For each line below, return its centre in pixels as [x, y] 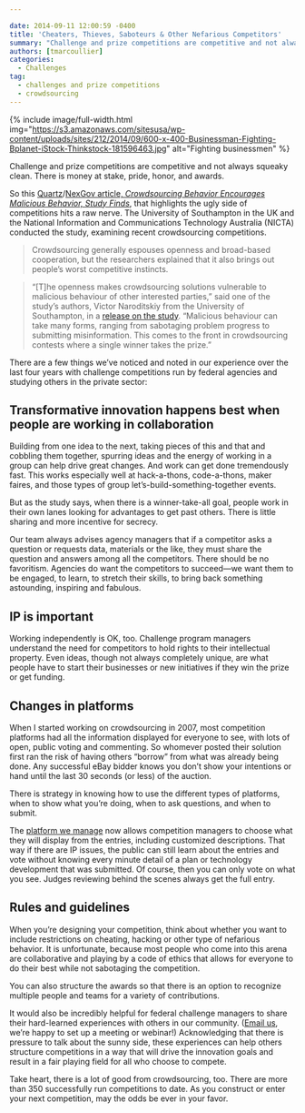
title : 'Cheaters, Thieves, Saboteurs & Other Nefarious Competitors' [146, 34]
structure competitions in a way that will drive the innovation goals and [142, 1051]
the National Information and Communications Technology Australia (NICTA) [152, 222]
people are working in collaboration [112, 425]
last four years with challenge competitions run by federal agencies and [143, 372]
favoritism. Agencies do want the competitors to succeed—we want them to [152, 569]
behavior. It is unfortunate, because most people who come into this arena [148, 948]
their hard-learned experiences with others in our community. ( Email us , [144, 1022]
